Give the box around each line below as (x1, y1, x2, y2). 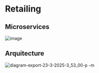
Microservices (5, 23, 50, 31)
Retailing (5, 3, 42, 15)
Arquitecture (5, 49, 44, 58)
